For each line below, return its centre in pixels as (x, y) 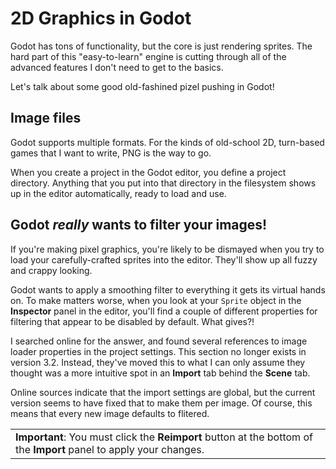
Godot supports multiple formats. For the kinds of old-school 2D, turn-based (167, 142)
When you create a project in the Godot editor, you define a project (148, 172)
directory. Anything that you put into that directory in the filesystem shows (163, 183)
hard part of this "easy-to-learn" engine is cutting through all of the (148, 56)
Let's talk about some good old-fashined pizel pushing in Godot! (142, 86)
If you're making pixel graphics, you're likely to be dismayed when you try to (167, 249)
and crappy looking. (51, 270)
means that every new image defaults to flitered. (110, 413)
